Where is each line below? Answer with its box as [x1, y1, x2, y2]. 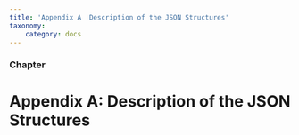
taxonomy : [9, 21, 46, 30]
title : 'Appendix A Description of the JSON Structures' [9, 12, 229, 22]
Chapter [9, 59, 46, 71]
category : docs [25, 29, 82, 38]
